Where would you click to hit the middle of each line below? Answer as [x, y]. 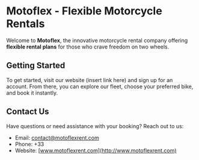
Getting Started [36, 66]
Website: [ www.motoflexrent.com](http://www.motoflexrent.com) [96, 150]
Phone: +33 [29, 144]
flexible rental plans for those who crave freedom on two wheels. [88, 47]
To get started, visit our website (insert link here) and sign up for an [90, 80]
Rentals [26, 24]
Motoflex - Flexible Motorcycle [84, 11]
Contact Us [28, 112]
